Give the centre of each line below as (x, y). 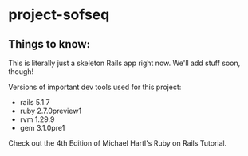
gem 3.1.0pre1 (42, 128)
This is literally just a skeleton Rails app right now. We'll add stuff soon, (124, 63)
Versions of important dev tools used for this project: (95, 87)
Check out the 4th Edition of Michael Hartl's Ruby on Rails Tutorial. (118, 143)
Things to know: (49, 44)
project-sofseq (59, 15)
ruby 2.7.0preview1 (51, 111)
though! (21, 72)
